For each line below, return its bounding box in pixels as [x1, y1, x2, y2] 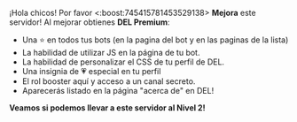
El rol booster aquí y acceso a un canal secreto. [21, 76, 196, 87]
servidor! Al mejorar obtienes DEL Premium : [9, 17, 170, 27]
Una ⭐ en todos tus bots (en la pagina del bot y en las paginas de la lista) [21, 34, 289, 45]
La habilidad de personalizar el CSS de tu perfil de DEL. [21, 57, 224, 67]
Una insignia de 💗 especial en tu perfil [21, 66, 161, 76]
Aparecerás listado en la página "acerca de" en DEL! [21, 86, 215, 95]
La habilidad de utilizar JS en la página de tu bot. [21, 48, 200, 57]
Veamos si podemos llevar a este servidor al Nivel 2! [9, 103, 206, 113]
